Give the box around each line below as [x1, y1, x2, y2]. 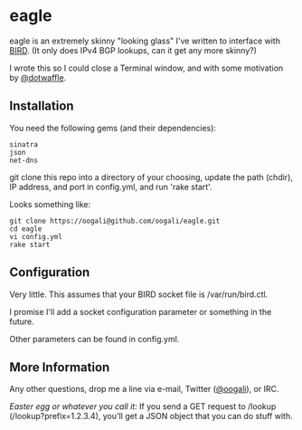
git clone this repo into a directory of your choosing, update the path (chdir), [9, 171, 294, 182]
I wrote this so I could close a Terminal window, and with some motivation [9, 62, 284, 73]
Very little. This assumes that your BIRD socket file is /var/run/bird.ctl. [9, 289, 269, 300]
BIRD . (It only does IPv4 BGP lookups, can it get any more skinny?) [9, 44, 258, 55]
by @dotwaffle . [9, 72, 67, 82]
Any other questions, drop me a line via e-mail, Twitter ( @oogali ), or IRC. [9, 384, 279, 395]
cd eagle [9, 224, 42, 234]
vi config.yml [9, 232, 63, 241]
